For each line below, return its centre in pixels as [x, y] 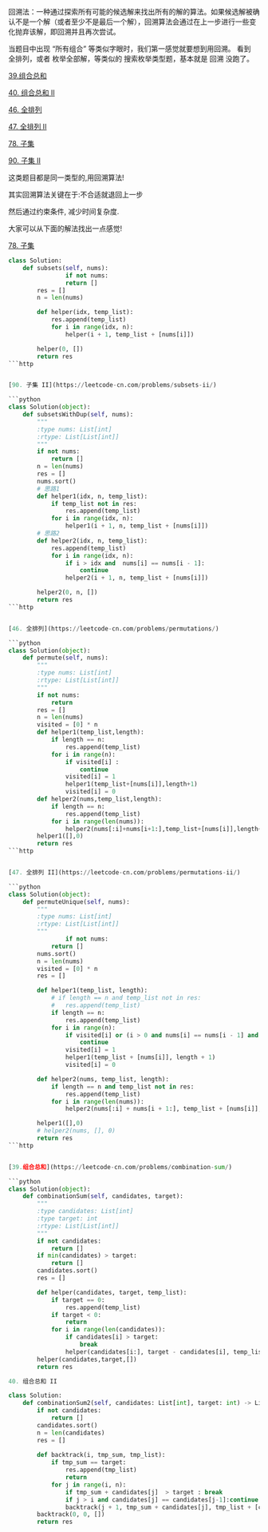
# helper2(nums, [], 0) [76, 1131]
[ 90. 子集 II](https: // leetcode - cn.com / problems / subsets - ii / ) [112, 385]
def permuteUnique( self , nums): [76, 901]
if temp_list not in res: [94, 503]
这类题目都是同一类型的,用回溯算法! [67, 177]
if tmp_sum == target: [89, 1462]
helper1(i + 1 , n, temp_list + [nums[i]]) [137, 526]
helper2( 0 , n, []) [67, 593]
